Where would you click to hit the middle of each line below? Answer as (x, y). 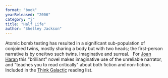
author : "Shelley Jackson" (34, 29)
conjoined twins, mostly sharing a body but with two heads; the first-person (84, 49)
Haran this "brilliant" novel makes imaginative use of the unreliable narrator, (84, 59)
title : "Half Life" (26, 24)
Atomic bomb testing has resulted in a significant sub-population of (75, 43)
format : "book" (21, 10)
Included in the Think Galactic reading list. (49, 70)
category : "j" (20, 19)
